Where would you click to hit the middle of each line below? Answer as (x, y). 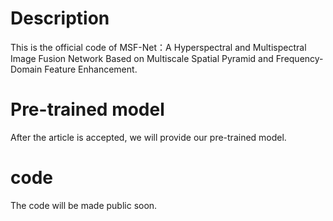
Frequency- (299, 58)
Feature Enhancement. (91, 69)
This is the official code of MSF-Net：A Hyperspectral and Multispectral (158, 47)
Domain (26, 69)
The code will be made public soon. (84, 205)
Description (60, 18)
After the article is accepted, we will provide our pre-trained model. (148, 137)
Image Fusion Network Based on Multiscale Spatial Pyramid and (142, 58)
